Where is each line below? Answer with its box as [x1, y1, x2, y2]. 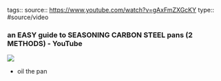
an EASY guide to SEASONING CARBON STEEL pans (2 [7, 30, 193, 40]
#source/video [7, 13, 49, 21]
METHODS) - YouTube [7, 38, 83, 48]
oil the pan [17, 67, 48, 76]
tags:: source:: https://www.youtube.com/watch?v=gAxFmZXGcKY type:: [7, 6, 215, 14]
